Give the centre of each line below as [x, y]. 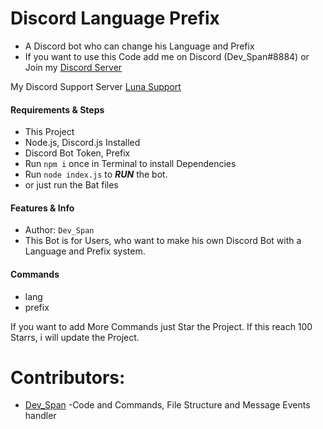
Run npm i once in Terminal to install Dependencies [130, 164]
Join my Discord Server [73, 67]
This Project [49, 132]
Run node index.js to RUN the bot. [96, 174]
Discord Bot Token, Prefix [77, 153]
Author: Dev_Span [59, 230]
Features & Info [42, 208]
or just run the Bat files [71, 185]
